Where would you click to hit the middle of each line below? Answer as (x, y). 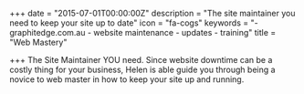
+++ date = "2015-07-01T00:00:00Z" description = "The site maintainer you (152, 13)
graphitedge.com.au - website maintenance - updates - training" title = (143, 32)
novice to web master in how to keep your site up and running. (127, 79)
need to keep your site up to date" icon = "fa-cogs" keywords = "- (134, 23)
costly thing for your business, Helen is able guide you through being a (142, 69)
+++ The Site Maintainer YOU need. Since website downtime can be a (141, 60)
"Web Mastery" (38, 42)
